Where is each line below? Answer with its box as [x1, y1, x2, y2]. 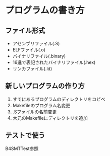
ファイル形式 [5, 26, 45, 35]
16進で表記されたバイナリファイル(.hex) [12, 59, 96, 65]
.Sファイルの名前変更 [12, 109, 57, 115]
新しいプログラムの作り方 [5, 82, 85, 91]
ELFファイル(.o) [12, 47, 46, 53]
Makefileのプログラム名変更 [12, 102, 71, 108]
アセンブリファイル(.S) [12, 41, 60, 46]
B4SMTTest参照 [5, 145, 39, 151]
